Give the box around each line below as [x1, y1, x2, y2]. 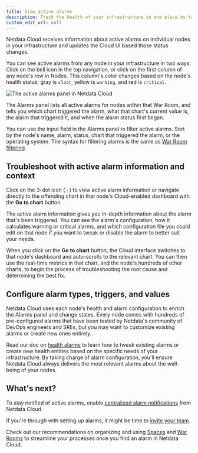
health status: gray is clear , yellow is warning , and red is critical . [6, 79, 167, 86]
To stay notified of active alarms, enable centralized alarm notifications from [6, 399, 192, 406]
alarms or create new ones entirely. [6, 330, 92, 337]
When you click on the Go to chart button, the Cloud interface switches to [6, 247, 186, 254]
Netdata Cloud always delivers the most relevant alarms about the [6, 360, 166, 367]
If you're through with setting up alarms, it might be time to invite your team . [6, 417, 190, 424]
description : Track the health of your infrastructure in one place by [6, 14, 186, 20]
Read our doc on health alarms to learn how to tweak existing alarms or [6, 341, 180, 348]
